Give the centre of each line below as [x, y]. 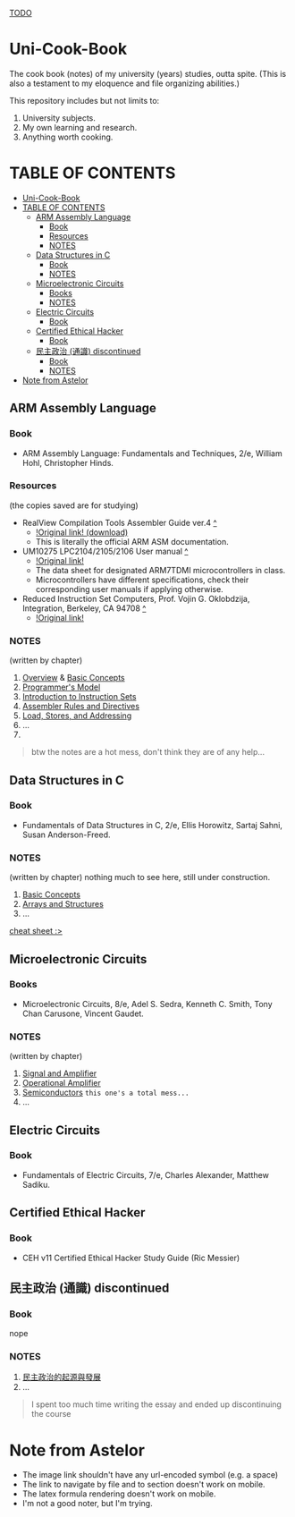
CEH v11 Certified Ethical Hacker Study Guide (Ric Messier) [131, 1258]
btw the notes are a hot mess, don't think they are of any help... [148, 752]
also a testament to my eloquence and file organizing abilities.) [124, 83]
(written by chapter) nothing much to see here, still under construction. [140, 877]
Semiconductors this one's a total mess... [105, 1093]
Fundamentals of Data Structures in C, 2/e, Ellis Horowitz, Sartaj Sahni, [152, 825]
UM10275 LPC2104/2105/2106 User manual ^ [105, 551]
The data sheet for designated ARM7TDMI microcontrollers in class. [160, 570]
